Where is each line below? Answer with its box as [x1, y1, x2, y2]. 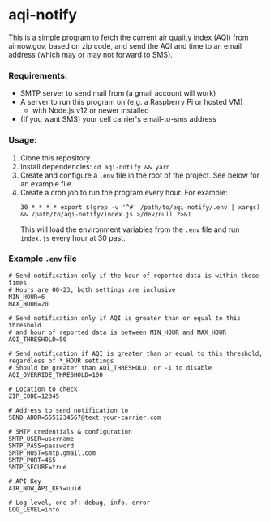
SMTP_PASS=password [8, 442, 75, 450]
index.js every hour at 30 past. [19, 233, 126, 242]
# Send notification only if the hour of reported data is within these [8, 272, 259, 280]
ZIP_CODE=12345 [8, 391, 60, 400]
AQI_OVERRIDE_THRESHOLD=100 [8, 370, 104, 379]
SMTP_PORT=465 [8, 456, 57, 464]
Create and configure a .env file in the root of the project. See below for [19, 170, 259, 180]
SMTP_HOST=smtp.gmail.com [8, 448, 96, 457]
